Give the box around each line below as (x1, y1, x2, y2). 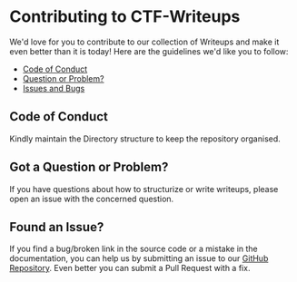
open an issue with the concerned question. (9, 193, 174, 204)
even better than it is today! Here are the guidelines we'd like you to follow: (9, 45, 289, 56)
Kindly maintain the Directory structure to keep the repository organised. (9, 133, 282, 144)
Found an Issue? (9, 219, 104, 235)
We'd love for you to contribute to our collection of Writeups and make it (9, 36, 280, 47)
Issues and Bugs (22, 83, 85, 93)
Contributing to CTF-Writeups (9, 6, 241, 27)
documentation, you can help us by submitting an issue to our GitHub (9, 253, 269, 264)
